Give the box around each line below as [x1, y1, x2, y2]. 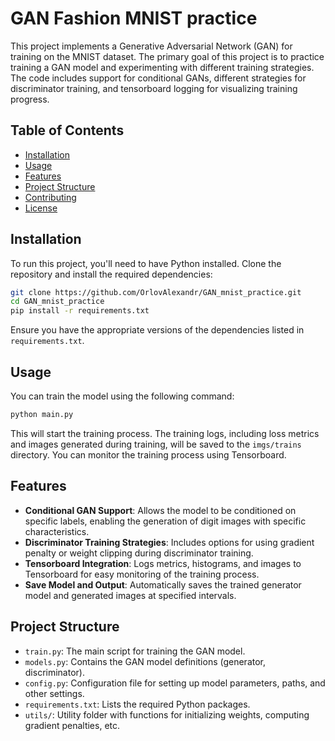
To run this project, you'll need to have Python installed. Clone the [10, 257, 282, 269]
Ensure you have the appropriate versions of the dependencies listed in [10, 324, 305, 336]
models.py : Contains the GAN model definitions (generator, [24, 655, 267, 667]
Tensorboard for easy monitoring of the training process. [24, 568, 260, 580]
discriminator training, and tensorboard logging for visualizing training [10, 82, 298, 94]
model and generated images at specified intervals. [24, 589, 237, 601]
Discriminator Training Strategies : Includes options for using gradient [24, 536, 315, 548]
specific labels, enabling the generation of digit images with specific [24, 515, 307, 527]
